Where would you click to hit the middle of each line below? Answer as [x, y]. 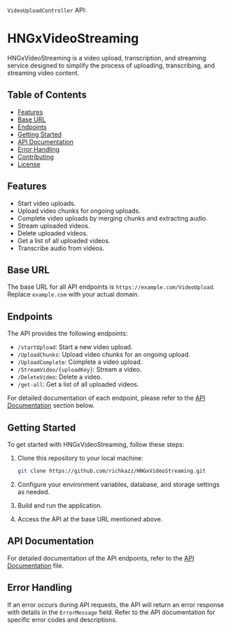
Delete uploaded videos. [52, 233]
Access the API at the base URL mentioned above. [90, 519]
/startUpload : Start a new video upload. [75, 347]
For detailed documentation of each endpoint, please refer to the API [106, 398]
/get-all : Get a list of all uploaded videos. [78, 384]
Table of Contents [47, 95]
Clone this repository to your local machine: [80, 458]
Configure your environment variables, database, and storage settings [119, 484]
